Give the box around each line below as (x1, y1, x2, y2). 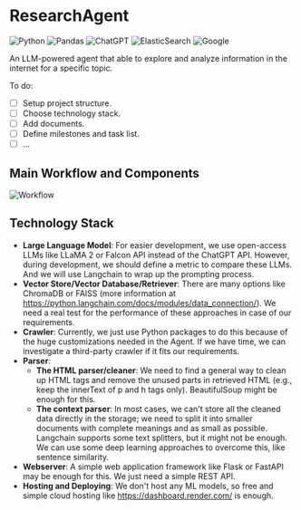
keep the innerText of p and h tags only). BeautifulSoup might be (35, 384, 278, 395)
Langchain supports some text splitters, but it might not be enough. (35, 432, 288, 443)
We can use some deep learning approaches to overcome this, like (35, 441, 286, 453)
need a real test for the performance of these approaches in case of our (22, 307, 292, 318)
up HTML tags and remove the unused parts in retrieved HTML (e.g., (35, 374, 293, 385)
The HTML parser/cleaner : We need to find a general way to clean (35, 364, 286, 376)
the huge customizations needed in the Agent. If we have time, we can (22, 336, 286, 347)
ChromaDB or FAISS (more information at (22, 287, 177, 299)
